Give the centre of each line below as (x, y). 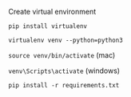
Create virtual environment (52, 12)
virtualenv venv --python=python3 (66, 40)
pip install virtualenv (48, 26)
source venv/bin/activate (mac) (62, 55)
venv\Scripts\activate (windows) (64, 71)
